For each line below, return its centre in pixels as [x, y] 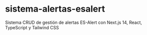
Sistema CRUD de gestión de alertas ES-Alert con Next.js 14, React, [73, 22]
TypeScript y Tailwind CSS [32, 27]
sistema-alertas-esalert [55, 9]
